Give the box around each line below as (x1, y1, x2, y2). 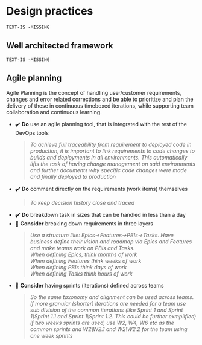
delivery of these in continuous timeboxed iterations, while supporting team (6, 102, 194, 109)
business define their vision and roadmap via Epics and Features (30, 237, 192, 245)
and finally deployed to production (30, 173, 116, 180)
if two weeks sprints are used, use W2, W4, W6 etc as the (30, 319, 175, 326)
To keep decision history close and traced (30, 199, 134, 206)
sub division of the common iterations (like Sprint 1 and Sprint (30, 306, 183, 314)
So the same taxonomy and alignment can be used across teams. (30, 293, 194, 300)
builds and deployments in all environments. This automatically (30, 153, 188, 161)
